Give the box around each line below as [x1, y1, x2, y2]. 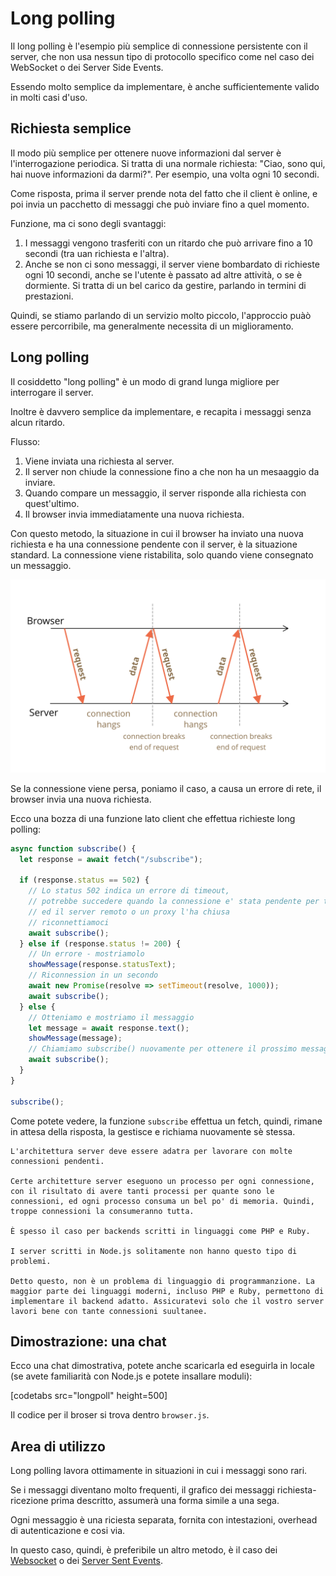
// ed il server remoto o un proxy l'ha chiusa [28, 907, 230, 917]
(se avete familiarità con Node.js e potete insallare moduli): [10, 1370, 253, 1382]
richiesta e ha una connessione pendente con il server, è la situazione [10, 538, 298, 550]
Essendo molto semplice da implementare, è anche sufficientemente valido [10, 80, 320, 92]
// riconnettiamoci [28, 917, 110, 927]
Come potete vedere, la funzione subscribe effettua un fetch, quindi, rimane [10, 1115, 323, 1127]
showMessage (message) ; [28, 1033, 123, 1044]
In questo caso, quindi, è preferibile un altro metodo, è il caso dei [10, 1544, 278, 1556]
